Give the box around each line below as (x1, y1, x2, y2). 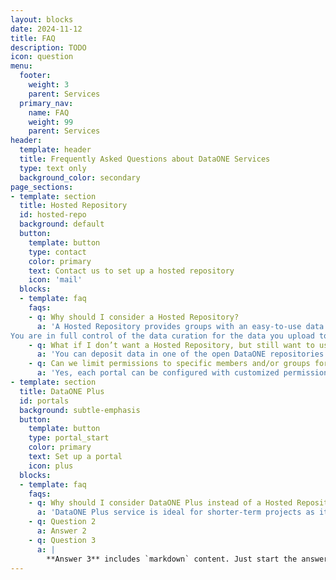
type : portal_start (28, 433, 110, 443)
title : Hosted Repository (19, 201, 128, 211)
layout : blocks (10, 14, 74, 25)
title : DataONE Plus (19, 386, 105, 396)
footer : (19, 71, 52, 81)
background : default (19, 219, 105, 230)
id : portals (19, 396, 70, 406)
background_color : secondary (19, 172, 141, 183)
